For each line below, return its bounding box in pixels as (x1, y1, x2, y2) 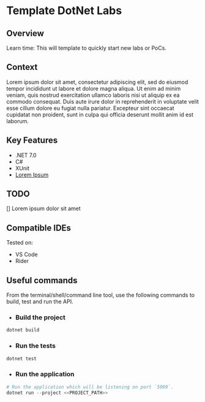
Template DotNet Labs (6, 4, 122, 18)
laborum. (6, 117, 29, 124)
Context (6, 62, 38, 72)
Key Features (6, 135, 58, 146)
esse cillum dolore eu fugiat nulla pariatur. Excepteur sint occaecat (6, 104, 174, 112)
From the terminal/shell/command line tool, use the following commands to (6, 292, 195, 299)
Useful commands (6, 275, 78, 286)
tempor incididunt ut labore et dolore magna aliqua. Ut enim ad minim (6, 85, 181, 92)
